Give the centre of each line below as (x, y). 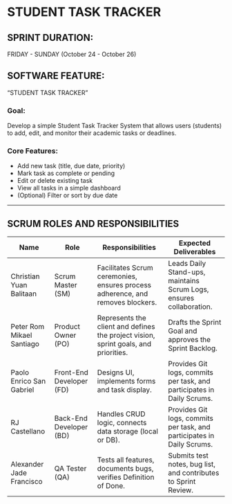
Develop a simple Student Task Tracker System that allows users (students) (115, 126)
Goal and (183, 331)
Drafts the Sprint (195, 323)
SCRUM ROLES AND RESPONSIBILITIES (93, 223)
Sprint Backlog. (193, 348)
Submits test (188, 456)
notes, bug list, (192, 465)
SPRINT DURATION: (50, 38)
